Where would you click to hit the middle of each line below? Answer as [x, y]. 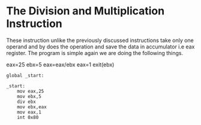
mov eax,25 [31, 91]
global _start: [25, 75]
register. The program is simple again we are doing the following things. [95, 53]
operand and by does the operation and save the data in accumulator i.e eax [100, 47]
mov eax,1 [29, 112]
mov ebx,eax [32, 107]
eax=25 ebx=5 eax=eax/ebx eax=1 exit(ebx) [60, 65]
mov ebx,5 [29, 96]
